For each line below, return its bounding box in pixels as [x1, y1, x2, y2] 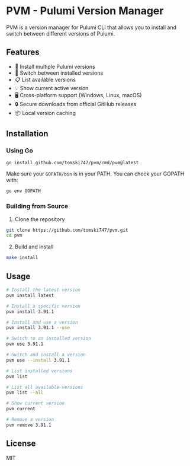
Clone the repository [14, 215, 65, 223]
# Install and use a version [6, 319, 78, 325]
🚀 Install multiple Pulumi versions [14, 63, 96, 70]
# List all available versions [6, 384, 83, 390]
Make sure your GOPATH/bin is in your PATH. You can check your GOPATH [6, 170, 185, 177]
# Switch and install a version [6, 352, 86, 358]
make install [6, 255, 38, 261]
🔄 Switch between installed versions [14, 69, 104, 76]
